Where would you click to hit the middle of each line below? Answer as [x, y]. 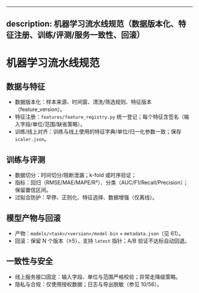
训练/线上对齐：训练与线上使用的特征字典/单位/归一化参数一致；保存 [98, 132]
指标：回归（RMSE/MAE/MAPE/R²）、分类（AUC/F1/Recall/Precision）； [101, 182]
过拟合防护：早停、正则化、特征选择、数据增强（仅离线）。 [86, 197]
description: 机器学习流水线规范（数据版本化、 [92, 24]
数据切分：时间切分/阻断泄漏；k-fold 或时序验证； [76, 175]
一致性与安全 [30, 261]
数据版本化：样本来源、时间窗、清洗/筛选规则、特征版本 [83, 102]
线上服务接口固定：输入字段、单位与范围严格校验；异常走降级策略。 [98, 276]
